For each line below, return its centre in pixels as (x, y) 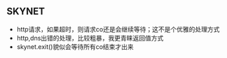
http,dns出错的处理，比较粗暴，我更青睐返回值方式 (90, 38)
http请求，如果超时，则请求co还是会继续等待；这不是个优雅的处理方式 (118, 29)
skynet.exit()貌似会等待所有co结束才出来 (75, 46)
